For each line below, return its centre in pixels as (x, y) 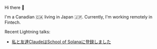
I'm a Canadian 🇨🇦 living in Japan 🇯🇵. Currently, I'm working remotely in (78, 17)
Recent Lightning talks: (27, 32)
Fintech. (13, 22)
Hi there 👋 (15, 8)
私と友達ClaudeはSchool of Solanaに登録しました (61, 42)
